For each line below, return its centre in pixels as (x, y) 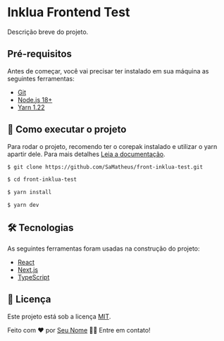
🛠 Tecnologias (41, 228)
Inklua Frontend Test (69, 12)
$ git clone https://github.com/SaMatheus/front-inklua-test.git (105, 167)
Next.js (28, 270)
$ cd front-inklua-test (42, 180)
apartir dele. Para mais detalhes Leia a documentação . (86, 154)
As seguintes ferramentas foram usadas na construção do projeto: (104, 249)
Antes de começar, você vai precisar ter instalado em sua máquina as (108, 71)
